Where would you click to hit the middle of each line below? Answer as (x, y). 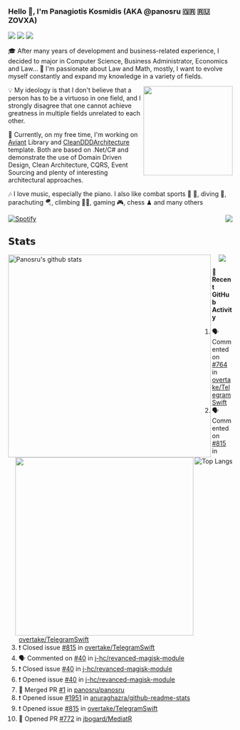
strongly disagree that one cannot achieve (70, 106)
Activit (222, 310)
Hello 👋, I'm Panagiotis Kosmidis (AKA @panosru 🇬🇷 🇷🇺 (109, 11)
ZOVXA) (23, 20)
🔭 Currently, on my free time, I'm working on (73, 135)
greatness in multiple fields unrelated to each (74, 113)
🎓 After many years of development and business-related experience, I (114, 51)
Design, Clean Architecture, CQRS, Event (68, 165)
